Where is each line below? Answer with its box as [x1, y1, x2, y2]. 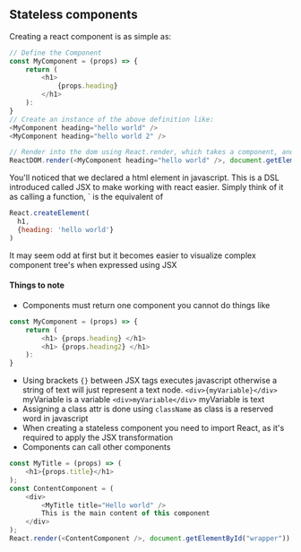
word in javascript [21, 413, 89, 424]
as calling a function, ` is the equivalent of [9, 192, 164, 203]
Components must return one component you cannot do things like [21, 299, 271, 310]
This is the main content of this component [41, 509, 211, 518]
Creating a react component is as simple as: [9, 30, 172, 41]
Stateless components [9, 7, 138, 22]
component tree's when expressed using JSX [9, 259, 177, 270]
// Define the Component [9, 48, 102, 57]
